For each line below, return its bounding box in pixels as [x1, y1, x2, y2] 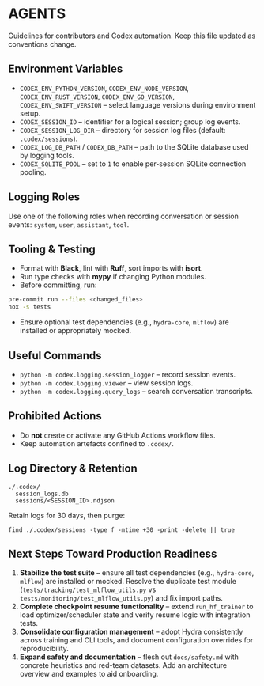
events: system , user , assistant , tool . [8, 219, 130, 229]
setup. [19, 108, 41, 118]
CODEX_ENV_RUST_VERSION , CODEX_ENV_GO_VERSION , [19, 92, 175, 101]
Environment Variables [8, 63, 123, 76]
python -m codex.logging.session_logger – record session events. [19, 370, 236, 379]
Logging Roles [8, 191, 81, 204]
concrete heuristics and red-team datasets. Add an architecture [19, 661, 228, 670]
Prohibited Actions [8, 409, 103, 423]
